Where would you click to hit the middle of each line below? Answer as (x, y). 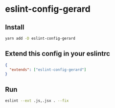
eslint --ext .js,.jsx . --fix (37, 101)
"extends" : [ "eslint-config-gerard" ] (48, 70)
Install (15, 27)
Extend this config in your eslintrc (57, 54)
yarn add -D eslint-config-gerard (40, 38)
